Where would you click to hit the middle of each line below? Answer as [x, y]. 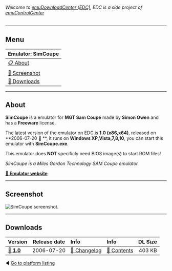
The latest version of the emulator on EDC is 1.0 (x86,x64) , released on [81, 133]
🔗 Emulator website [26, 173]
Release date [49, 242]
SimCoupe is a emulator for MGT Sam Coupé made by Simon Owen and [82, 117]
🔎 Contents [120, 251]
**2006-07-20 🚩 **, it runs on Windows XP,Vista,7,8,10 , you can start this [84, 138]
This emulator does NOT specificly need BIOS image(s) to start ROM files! [83, 153]
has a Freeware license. [31, 122]
